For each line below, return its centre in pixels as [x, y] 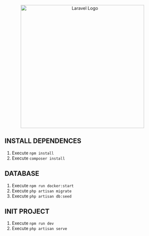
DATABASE [22, 174]
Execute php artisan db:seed [42, 196]
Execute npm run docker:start [43, 185]
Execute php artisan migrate [42, 191]
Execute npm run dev [33, 223]
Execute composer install [38, 158]
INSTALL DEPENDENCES [43, 141]
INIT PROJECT [27, 212]
